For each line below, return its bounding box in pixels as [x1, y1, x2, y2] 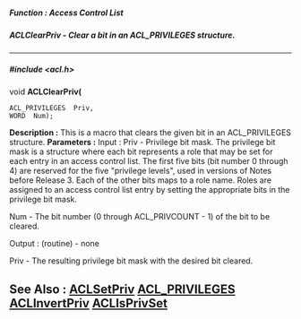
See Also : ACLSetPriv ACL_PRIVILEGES [9, 281, 236, 297]
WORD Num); [9, 112, 54, 121]
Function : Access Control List [9, 7, 124, 18]
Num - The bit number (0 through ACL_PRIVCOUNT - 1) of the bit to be [9, 211, 271, 222]
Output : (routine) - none [9, 238, 100, 249]
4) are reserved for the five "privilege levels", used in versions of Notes [9, 166, 271, 177]
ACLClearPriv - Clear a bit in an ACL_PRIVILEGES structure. [9, 30, 236, 40]
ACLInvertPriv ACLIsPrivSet [9, 296, 168, 311]
